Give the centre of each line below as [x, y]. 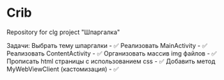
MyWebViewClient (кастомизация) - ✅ [63, 69]
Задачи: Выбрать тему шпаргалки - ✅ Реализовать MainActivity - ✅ [107, 45]
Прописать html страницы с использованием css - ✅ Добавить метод [111, 61]
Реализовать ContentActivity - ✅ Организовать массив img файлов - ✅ [112, 53]
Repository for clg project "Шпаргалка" [63, 32]
